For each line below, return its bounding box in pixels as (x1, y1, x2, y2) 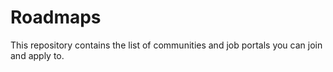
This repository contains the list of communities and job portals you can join (10, 39, 323, 51)
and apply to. (10, 49, 65, 61)
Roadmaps (10, 6, 102, 29)
